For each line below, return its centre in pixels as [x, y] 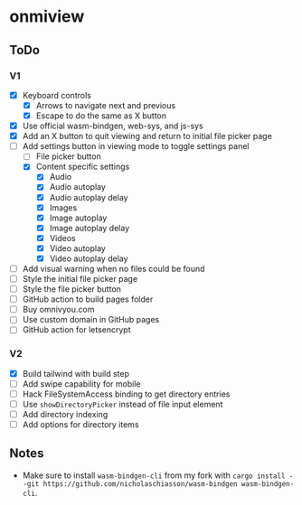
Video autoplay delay [89, 258]
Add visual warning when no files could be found [113, 268]
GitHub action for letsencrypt [76, 330]
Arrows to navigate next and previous [106, 105]
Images [63, 207]
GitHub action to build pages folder [88, 299]
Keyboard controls [57, 95]
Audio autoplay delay [89, 197]
